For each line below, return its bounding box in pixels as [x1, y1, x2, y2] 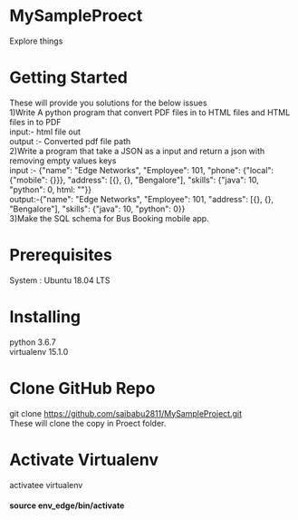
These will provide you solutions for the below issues [9, 97, 207, 108]
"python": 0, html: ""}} [9, 183, 92, 195]
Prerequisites [9, 245, 113, 266]
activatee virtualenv [9, 479, 83, 490]
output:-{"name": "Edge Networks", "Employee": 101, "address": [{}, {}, [9, 193, 274, 204]
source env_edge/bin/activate [9, 500, 125, 511]
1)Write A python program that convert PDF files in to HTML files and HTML [9, 106, 291, 118]
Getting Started [9, 67, 129, 88]
